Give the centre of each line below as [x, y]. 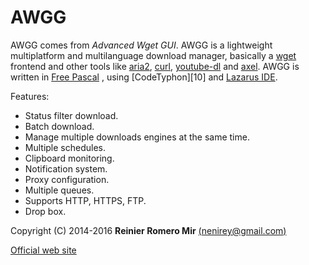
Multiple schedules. [65, 147]
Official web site [43, 250]
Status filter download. [71, 115]
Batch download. [59, 126]
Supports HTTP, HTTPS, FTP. [85, 200]
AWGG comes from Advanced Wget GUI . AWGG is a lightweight [141, 45]
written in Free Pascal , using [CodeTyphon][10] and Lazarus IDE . [144, 77]
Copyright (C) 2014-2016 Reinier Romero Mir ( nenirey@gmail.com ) [148, 230]
